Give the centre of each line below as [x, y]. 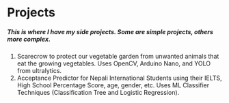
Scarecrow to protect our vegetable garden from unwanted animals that [118, 57]
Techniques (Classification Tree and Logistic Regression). [98, 93]
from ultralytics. [39, 71]
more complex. [29, 39]
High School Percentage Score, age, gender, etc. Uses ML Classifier [113, 85]
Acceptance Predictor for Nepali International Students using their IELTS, [119, 78]
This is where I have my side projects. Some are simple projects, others [110, 31]
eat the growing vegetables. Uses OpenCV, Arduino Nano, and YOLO [114, 63]
